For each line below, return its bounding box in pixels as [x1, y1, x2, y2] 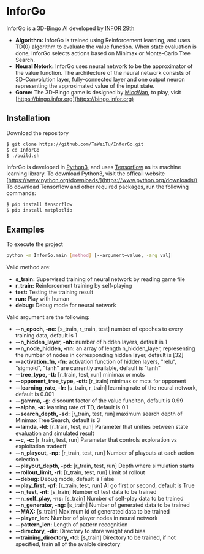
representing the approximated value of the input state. [15, 82, 155, 90]
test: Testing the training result [15, 288, 94, 296]
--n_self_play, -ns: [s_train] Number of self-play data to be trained [15, 494, 184, 502]
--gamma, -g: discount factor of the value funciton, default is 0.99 [15, 397, 184, 404]
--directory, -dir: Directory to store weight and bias [15, 527, 146, 534]
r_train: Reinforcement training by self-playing [15, 282, 132, 289]
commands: [6, 190, 37, 197]
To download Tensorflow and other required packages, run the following [6, 183, 189, 191]
